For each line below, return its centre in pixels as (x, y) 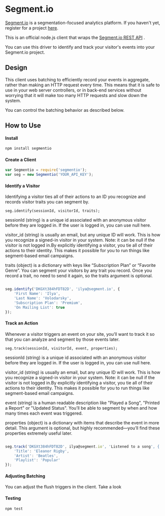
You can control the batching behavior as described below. (65, 110)
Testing (13, 498)
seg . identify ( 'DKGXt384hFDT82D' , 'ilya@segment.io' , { (63, 289)
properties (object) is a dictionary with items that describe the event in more (82, 422)
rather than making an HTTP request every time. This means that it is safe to (82, 85)
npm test (14, 509)
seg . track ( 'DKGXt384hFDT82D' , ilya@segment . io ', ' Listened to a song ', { (82, 447)
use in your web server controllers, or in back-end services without (73, 90)
